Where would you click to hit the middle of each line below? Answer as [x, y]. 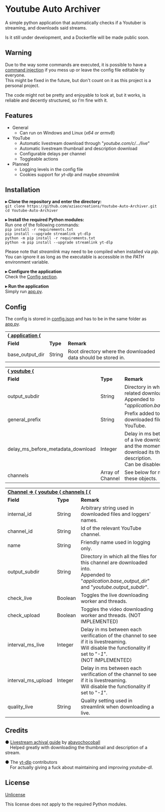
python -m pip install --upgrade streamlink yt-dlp [59, 243]
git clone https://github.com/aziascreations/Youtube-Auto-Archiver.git [81, 206]
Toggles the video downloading [117, 609]
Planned [21, 164]
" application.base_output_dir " [115, 581]
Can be [133, 464]
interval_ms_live [26, 645]
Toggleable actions [39, 159]
